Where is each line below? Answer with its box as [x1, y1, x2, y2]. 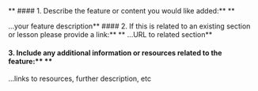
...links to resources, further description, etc [8, 74, 152, 84]
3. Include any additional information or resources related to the [8, 47, 222, 57]
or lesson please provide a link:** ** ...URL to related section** [8, 30, 213, 39]
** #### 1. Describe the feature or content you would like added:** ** [8, 6, 235, 15]
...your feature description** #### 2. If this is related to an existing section [8, 21, 251, 31]
